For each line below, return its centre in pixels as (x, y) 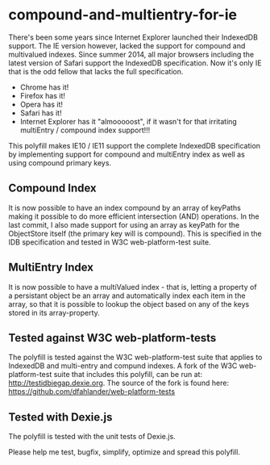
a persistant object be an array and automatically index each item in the (127, 295)
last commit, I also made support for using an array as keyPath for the (124, 224)
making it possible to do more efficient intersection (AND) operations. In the (134, 216)
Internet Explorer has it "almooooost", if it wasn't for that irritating (129, 121)
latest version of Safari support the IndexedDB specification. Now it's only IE (135, 63)
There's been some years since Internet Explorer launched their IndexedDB (133, 37)
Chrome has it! (44, 87)
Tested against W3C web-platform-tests (112, 338)
